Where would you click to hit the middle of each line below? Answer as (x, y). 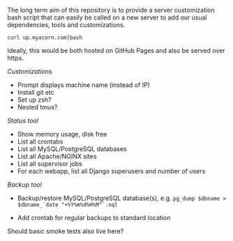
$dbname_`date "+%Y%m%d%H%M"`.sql (67, 205)
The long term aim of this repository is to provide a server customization (111, 10)
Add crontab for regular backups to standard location (94, 218)
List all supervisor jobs (50, 164)
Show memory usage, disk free (62, 134)
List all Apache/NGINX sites (57, 156)
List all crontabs (40, 141)
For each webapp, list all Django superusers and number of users (111, 171)
